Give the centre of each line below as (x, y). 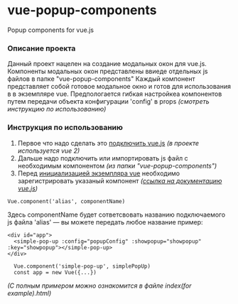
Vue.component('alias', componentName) (66, 201)
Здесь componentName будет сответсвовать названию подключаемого (117, 215)
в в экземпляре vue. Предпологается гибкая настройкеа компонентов (115, 94)
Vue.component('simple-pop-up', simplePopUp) (82, 266)
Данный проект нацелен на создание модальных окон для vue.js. (107, 64)
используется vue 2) (49, 151)
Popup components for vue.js (51, 30)
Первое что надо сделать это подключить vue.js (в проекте (108, 143)
